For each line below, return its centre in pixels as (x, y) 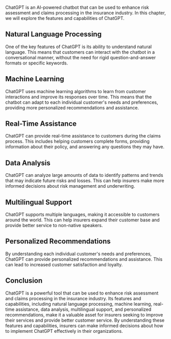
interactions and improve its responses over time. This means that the (79, 97)
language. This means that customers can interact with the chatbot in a (80, 52)
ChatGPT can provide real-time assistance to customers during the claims (83, 136)
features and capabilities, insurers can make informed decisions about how (84, 325)
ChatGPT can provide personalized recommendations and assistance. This (84, 259)
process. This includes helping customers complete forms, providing (77, 141)
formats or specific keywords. (36, 63)
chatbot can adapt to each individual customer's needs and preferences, (82, 102)
